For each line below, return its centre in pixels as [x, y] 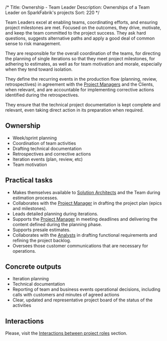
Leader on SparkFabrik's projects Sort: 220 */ [52, 13]
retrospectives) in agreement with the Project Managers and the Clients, [80, 84]
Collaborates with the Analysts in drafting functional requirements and [85, 235]
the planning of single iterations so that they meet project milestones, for [80, 59]
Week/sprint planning [35, 138]
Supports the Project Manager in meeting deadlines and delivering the [85, 219]
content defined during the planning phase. [57, 224]
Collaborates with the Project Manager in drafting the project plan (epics [87, 203]
